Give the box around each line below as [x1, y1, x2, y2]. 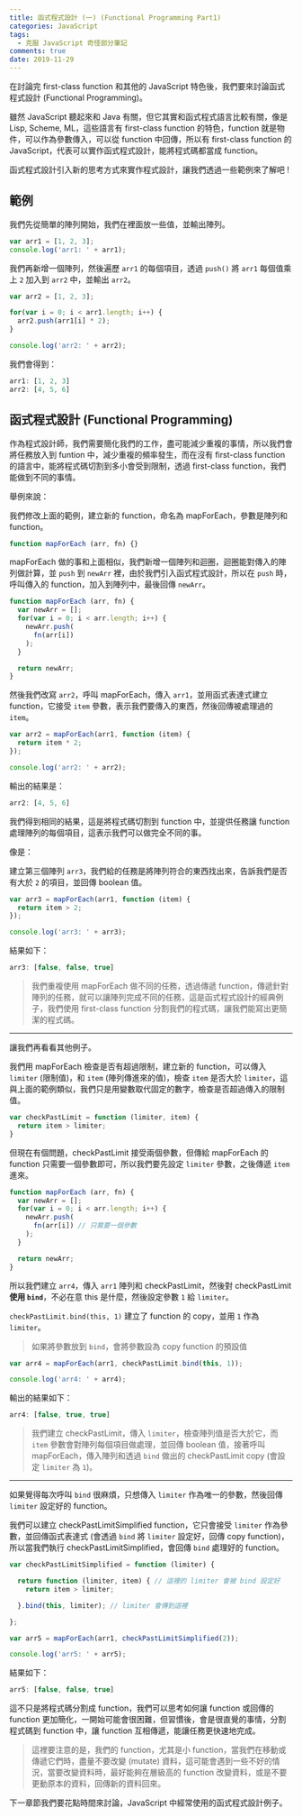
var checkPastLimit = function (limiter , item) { [9, 1113, 200, 1122]
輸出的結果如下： [9, 1392, 73, 1403]
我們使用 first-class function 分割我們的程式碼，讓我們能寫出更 [47, 1003, 280, 1014]
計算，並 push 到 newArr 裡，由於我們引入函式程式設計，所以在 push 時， [24, 568, 292, 579]
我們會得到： [9, 358, 57, 370]
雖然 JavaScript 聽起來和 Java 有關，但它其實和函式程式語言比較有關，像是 [9, 112, 289, 122]
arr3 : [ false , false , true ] [9, 963, 115, 972]
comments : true [9, 47, 67, 56]
